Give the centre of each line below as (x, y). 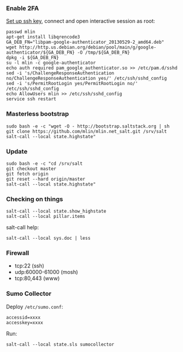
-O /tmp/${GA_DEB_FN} (104, 53)
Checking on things (35, 199)
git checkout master (31, 169)
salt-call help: (23, 227)
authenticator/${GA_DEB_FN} (41, 53)
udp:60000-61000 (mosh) (46, 272)
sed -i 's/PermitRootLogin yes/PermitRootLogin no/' (72, 84)
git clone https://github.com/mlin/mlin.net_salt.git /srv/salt (86, 131)
